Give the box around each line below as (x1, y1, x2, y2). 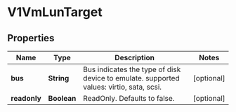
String (48, 73, 70, 83)
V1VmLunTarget (7, 4, 103, 20)
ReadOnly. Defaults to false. (83, 94, 175, 103)
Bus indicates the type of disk (83, 64, 181, 74)
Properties (7, 32, 55, 44)
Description (114, 53, 155, 62)
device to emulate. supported (83, 73, 181, 83)
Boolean (48, 94, 77, 103)
